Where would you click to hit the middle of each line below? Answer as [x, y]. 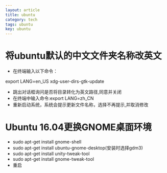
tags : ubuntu [19, 24]
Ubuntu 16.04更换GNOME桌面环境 [79, 127]
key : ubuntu [18, 29]
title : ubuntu [20, 15]
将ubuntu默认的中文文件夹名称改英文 [83, 56]
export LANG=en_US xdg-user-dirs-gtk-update [55, 81]
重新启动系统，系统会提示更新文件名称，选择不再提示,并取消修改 [80, 105]
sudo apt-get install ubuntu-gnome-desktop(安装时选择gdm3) [78, 148]
